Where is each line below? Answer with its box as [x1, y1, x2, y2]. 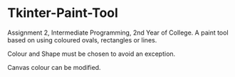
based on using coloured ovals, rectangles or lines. [7, 35, 157, 44]
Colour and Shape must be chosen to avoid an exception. [7, 49, 176, 58]
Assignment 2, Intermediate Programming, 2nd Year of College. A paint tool [7, 28, 229, 37]
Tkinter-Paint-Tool [7, 5, 119, 21]
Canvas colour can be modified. [7, 63, 101, 71]
